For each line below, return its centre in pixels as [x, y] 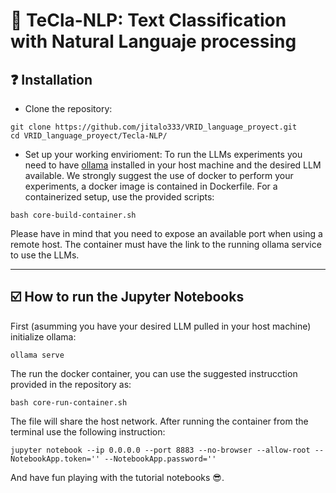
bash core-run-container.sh [69, 402]
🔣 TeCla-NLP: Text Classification [148, 20]
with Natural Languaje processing [153, 41]
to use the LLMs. [45, 255]
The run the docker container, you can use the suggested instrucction [154, 373]
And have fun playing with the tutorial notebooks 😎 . [117, 477]
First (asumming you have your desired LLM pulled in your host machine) [161, 326]
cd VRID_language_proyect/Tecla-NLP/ [89, 136]
